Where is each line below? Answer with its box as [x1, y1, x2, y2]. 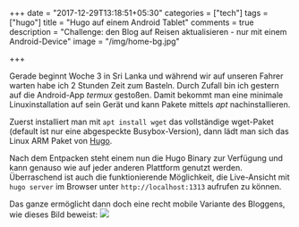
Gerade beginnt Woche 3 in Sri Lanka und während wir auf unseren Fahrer [9, 71, 284, 81]
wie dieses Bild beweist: [9, 209, 98, 220]
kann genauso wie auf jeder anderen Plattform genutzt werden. [9, 163, 243, 172]
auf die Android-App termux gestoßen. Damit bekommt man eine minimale [9, 89, 284, 100]
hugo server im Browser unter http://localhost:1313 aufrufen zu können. [9, 181, 282, 191]
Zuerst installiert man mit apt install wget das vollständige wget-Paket [9, 116, 275, 127]
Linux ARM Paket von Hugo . [9, 136, 113, 146]
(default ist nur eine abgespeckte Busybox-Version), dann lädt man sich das [9, 126, 289, 137]
